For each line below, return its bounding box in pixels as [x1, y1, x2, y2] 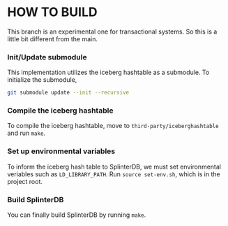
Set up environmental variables [7, 146, 116, 156]
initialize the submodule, [7, 76, 77, 84]
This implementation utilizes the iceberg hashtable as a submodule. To [7, 68, 210, 77]
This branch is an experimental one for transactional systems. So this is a [7, 27, 218, 36]
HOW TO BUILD [7, 4, 98, 20]
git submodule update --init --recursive [7, 89, 130, 97]
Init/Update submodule [7, 52, 87, 62]
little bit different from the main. [7, 34, 98, 43]
